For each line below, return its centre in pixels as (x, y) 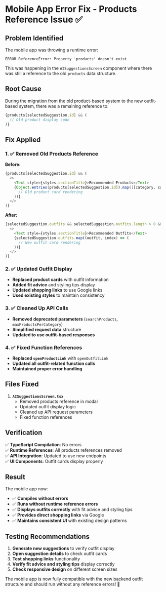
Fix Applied (23, 139)
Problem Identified (34, 38)
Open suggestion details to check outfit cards (60, 553)
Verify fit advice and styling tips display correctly (63, 564)
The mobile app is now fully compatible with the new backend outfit (74, 579)
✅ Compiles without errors (40, 498)
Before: (13, 164)
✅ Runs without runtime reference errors (55, 504)
